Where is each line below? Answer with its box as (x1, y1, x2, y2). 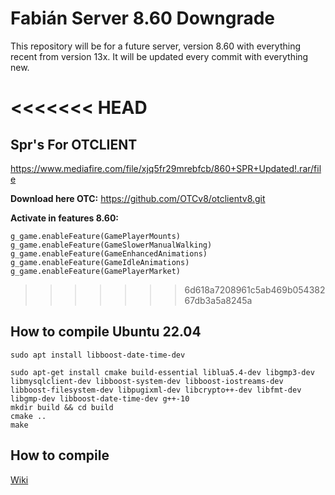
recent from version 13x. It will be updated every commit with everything (10, 50, 309, 62)
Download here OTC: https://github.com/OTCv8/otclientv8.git (10, 192, 266, 204)
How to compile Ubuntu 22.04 (10, 323, 202, 341)
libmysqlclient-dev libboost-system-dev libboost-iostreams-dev (10, 376, 284, 386)
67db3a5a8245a (184, 294, 253, 306)
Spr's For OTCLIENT (10, 136, 138, 153)
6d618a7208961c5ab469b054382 (184, 283, 326, 296)
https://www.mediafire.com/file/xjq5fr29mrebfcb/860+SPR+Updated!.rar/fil (10, 162, 322, 174)
